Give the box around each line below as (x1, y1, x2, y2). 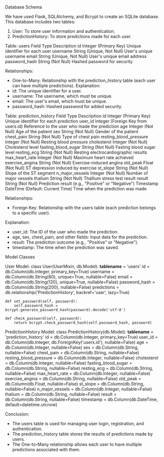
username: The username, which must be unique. (12, 93, 113, 99)
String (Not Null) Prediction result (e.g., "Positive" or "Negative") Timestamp (5, 181, 159, 186)
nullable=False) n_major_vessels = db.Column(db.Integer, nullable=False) (5, 386, 152, 392)
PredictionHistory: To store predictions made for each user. (12, 34, 132, 39)
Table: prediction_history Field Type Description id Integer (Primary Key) (5, 113, 151, 119)
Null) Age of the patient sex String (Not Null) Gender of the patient (5, 129, 139, 134)
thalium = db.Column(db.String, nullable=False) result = (5, 391, 117, 397)
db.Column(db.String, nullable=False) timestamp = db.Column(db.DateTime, (5, 396, 158, 402)
